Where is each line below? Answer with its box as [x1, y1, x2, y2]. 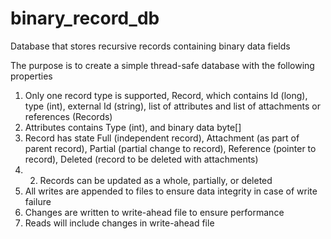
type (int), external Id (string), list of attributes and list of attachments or [24, 100, 322, 112]
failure [24, 195, 52, 207]
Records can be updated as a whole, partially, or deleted [39, 174, 273, 186]
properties [10, 70, 53, 82]
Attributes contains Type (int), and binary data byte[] [24, 121, 242, 133]
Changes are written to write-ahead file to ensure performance [24, 206, 285, 218]
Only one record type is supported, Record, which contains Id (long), [24, 89, 308, 101]
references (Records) [24, 110, 113, 122]
